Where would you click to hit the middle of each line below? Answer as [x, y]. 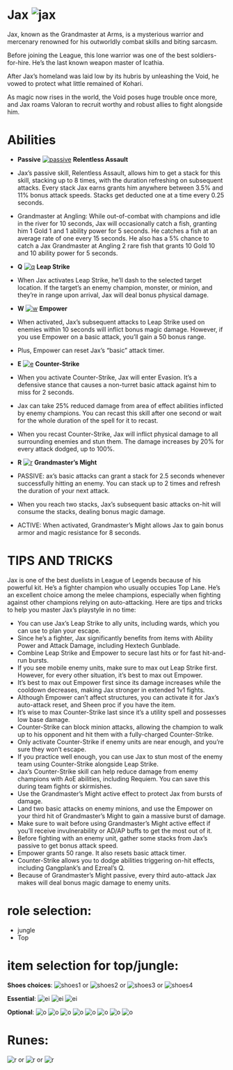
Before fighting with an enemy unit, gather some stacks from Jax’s [112, 838]
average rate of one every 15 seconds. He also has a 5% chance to [113, 238]
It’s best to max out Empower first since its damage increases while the [119, 682]
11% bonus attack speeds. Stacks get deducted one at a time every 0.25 [121, 195]
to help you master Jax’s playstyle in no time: [72, 610]
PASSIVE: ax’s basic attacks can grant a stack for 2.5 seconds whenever [121, 476]
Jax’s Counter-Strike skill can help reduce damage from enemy [107, 771]
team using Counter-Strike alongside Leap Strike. [88, 764]
